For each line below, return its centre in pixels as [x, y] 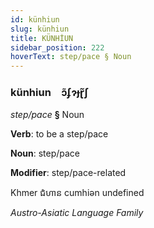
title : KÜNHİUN [42, 38]
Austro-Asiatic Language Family [77, 213]
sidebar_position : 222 [57, 47]
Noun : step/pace [45, 153]
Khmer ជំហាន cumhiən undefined [77, 193]
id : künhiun [35, 19]
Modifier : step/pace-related [68, 173]
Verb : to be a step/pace [59, 134]
